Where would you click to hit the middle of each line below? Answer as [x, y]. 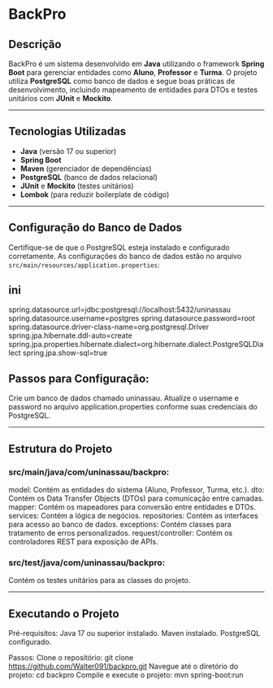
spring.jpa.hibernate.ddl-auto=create [70, 335]
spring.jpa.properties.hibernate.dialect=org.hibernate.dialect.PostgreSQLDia [136, 344]
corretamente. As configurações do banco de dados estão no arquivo [125, 256]
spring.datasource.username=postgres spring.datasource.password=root [132, 318]
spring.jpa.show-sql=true [65, 353]
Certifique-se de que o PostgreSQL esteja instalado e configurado [119, 247]
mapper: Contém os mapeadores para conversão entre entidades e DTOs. [132, 506]
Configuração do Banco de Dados [95, 228]
